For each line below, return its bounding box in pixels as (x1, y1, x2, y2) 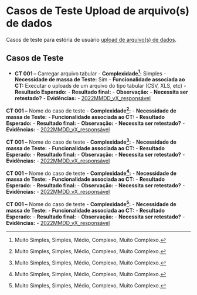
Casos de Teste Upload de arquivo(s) (6, 4, 189, 18)
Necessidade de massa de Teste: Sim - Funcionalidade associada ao (14, 76, 185, 83)
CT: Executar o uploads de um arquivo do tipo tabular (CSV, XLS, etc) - (14, 82, 186, 90)
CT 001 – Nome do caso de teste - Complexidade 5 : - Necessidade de (6, 200, 177, 208)
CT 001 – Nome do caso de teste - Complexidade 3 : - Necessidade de (6, 137, 177, 145)
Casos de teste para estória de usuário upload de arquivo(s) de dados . (6, 36, 177, 43)
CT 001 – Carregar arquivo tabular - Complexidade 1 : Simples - (14, 69, 167, 77)
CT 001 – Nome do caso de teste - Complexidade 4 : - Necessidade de (6, 168, 177, 177)
